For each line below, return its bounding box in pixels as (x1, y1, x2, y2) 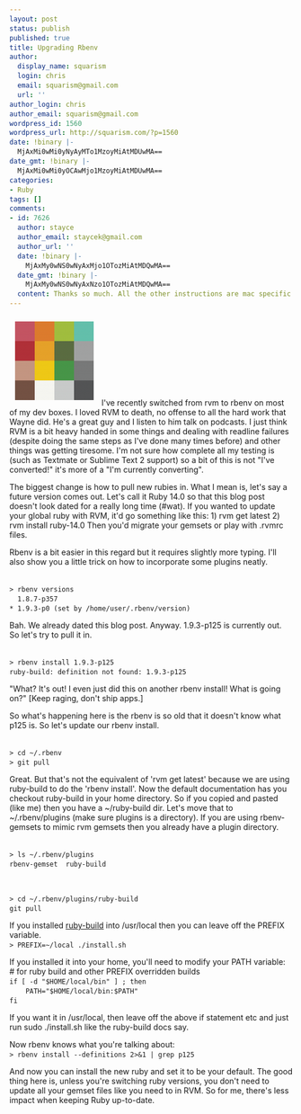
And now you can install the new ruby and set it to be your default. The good (9, 1066, 294, 1076)
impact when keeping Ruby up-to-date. (9, 1095, 155, 1105)
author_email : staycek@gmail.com (17, 233, 143, 242)
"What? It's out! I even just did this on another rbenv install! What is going (9, 683, 281, 694)
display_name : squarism (17, 62, 106, 71)
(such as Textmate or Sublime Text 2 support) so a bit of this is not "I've (9, 455, 275, 465)
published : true (9, 33, 70, 42)
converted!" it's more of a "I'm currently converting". (9, 464, 204, 475)
